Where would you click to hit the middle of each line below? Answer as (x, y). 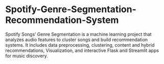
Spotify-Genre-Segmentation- (71, 9)
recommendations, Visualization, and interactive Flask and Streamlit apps (82, 50)
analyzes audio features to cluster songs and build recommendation (77, 40)
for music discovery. (27, 56)
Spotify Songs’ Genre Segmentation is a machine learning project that (78, 34)
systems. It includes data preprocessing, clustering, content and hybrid (80, 45)
